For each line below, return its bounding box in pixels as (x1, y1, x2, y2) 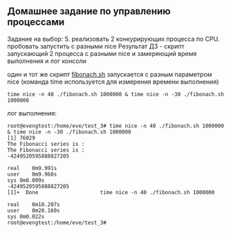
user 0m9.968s (7, 171, 57, 178)
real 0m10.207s (7, 201, 60, 208)
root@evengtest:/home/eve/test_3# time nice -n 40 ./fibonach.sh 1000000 (7, 122, 225, 129)
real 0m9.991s (7, 165, 57, 171)
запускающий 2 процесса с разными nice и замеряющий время (7, 49, 197, 57)
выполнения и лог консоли (7, 57, 86, 65)
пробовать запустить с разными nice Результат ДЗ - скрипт (7, 41, 185, 50)
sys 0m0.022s (7, 213, 45, 220)
